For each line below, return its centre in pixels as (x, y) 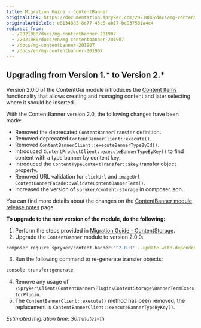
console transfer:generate (40, 270)
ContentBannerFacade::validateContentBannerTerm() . (80, 183)
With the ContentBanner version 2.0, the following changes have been (93, 114)
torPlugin (27, 295)
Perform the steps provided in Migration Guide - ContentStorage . (95, 230)
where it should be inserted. (41, 102)
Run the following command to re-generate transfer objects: (89, 259)
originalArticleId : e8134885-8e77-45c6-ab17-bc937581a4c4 (80, 23)
